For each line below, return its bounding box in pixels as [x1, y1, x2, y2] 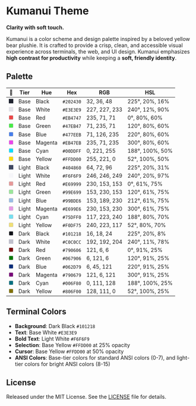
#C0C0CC [62, 239, 81, 245]
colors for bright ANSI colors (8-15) [24, 360, 111, 367]
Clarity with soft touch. [6, 24, 64, 31]
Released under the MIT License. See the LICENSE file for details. [6, 394, 166, 401]
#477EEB [62, 132, 81, 138]
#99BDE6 [62, 198, 81, 204]
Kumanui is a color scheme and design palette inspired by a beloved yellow [6, 35, 190, 42]
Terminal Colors [6, 307, 67, 317]
